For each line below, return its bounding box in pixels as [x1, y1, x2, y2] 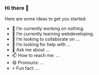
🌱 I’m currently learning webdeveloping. [11, 31, 94, 37]
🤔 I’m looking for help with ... [11, 41, 71, 47]
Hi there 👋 [4, 4, 29, 11]
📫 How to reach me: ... [11, 52, 60, 58]
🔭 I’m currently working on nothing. [11, 25, 84, 31]
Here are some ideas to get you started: [4, 16, 87, 22]
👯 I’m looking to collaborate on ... [11, 36, 80, 42]
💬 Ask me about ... [11, 47, 50, 53]
